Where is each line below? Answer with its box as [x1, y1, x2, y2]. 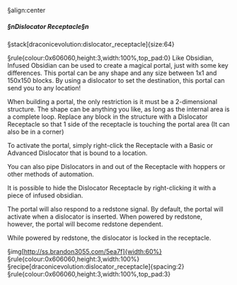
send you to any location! [7, 83, 81, 92]
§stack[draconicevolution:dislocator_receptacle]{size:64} [7, 40, 175, 48]
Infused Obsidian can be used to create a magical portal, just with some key [7, 61, 229, 69]
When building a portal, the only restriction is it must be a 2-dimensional [7, 97, 218, 105]
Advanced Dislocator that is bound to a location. [7, 149, 148, 157]
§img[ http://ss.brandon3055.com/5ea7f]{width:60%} [7, 247, 163, 255]
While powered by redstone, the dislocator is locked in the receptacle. [7, 233, 212, 242]
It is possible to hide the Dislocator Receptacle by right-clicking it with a [7, 183, 216, 192]
